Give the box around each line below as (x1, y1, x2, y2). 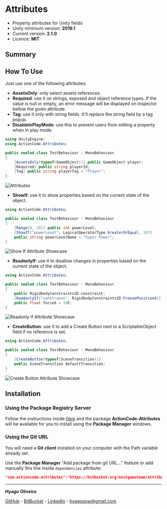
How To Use (5, 67, 43, 76)
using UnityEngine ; (5, 137, 46, 142)
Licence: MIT (12, 36, 40, 42)
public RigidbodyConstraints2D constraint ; (14, 291, 106, 296)
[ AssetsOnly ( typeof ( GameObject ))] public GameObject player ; (14, 159, 143, 165)
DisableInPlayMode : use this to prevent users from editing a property (12, 122, 156, 128)
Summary (5, 50, 36, 59)
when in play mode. (12, 127, 53, 133)
